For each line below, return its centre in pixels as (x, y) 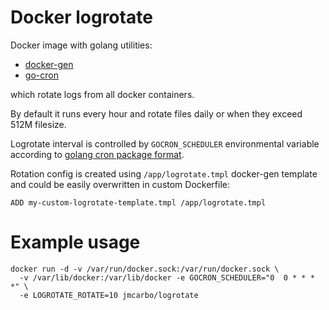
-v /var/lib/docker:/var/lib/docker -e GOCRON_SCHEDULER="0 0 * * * (167, 277)
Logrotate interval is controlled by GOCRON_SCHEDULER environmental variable (165, 143)
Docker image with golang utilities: (81, 45)
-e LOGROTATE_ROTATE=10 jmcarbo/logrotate (109, 295)
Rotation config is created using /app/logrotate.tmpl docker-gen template (164, 173)
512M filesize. (38, 124)
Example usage (75, 242)
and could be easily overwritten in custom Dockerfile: (120, 184)
